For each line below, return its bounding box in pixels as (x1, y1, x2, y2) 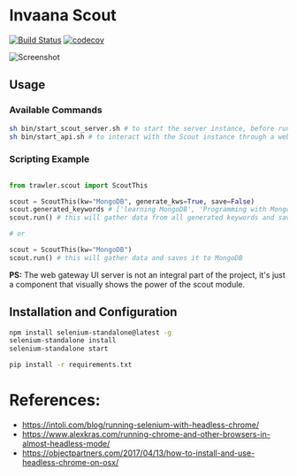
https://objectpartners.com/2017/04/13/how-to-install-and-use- (21, 448, 255, 458)
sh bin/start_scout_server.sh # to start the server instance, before (9, 124, 275, 133)
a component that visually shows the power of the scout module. (9, 279, 246, 289)
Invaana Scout (9, 5, 117, 26)
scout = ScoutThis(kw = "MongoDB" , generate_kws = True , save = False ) (9, 196, 255, 206)
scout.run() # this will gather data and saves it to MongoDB (9, 253, 243, 262)
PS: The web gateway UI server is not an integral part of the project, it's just (9, 269, 286, 280)
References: (9, 390, 101, 411)
